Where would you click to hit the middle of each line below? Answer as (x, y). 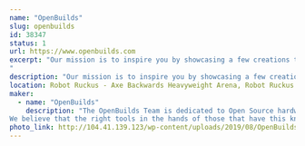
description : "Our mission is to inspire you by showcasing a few (138, 77)
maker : (22, 93)
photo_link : (32, 128)
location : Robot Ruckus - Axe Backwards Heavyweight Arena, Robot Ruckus (152, 85)
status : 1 (28, 43)
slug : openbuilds (42, 26)
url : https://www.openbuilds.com (73, 52)
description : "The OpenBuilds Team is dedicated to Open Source (150, 111)
